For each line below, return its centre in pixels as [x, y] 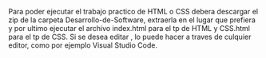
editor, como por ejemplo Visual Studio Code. [83, 45]
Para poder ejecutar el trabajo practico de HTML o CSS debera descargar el [133, 12]
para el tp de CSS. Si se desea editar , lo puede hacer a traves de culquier [130, 37]
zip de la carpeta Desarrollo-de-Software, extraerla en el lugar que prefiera [132, 20]
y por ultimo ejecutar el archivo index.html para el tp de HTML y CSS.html [129, 28]
